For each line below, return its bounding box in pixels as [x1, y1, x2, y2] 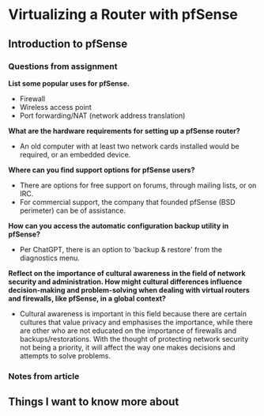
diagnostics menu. [19, 253, 81, 263]
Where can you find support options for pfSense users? [8, 165, 195, 175]
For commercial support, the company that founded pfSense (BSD [19, 197, 236, 206]
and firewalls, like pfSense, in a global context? [8, 293, 166, 303]
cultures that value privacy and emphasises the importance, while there [19, 317, 253, 327]
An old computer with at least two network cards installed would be [19, 141, 239, 151]
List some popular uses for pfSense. [8, 78, 130, 88]
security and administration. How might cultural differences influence [8, 277, 243, 286]
